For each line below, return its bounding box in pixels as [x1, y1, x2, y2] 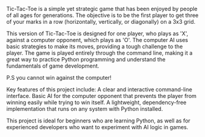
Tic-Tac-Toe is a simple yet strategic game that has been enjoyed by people [6, 5, 198, 12]
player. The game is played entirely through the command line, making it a [6, 49, 193, 57]
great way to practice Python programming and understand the [6, 56, 166, 63]
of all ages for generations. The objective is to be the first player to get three [6, 12, 199, 19]
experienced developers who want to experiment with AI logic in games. [6, 124, 188, 130]
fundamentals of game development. [6, 62, 100, 69]
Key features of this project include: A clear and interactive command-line [6, 86, 193, 93]
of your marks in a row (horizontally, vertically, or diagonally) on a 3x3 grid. [6, 18, 196, 25]
